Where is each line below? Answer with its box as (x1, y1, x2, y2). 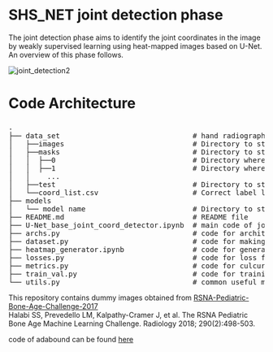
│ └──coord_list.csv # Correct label (8, 188, 258, 197)
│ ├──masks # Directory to (8, 147, 253, 156)
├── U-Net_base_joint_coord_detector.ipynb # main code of (8, 220, 253, 229)
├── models (8, 196, 52, 205)
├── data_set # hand (8, 131, 219, 140)
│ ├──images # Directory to (8, 139, 253, 148)
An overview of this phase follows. (8, 50, 124, 59)
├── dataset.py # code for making (8, 237, 266, 246)
